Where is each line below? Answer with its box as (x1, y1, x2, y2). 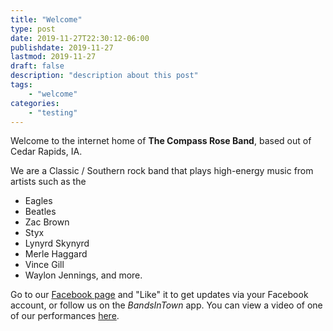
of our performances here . (10, 310, 120, 322)
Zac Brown (24, 216, 70, 228)
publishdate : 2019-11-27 (10, 42, 114, 53)
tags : (10, 80, 33, 90)
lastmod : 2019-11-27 (10, 52, 97, 62)
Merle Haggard (24, 248, 88, 260)
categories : (10, 98, 60, 108)
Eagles (24, 195, 53, 207)
